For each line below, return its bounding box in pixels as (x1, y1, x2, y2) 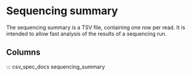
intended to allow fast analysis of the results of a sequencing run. (6, 30, 167, 37)
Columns (6, 47, 41, 58)
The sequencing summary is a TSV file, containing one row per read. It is (6, 24, 186, 31)
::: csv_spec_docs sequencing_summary (6, 63, 106, 70)
